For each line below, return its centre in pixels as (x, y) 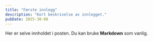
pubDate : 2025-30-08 (27, 19)
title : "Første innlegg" (31, 10)
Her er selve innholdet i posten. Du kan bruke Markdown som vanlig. (77, 33)
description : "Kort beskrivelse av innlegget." (56, 14)
